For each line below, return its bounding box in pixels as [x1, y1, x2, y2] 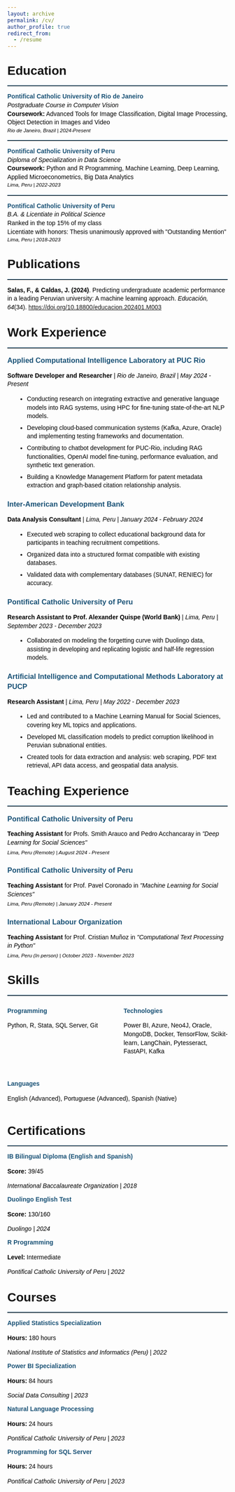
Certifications [7, 1123, 86, 1138]
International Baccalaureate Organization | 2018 [7, 1182, 138, 1190]
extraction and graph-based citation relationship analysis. [27, 481, 182, 490]
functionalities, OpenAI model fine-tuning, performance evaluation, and [27, 452, 218, 460]
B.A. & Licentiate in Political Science [7, 210, 106, 218]
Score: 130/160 [7, 1210, 51, 1218]
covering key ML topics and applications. [27, 721, 137, 729]
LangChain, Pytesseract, [140, 1039, 208, 1047]
